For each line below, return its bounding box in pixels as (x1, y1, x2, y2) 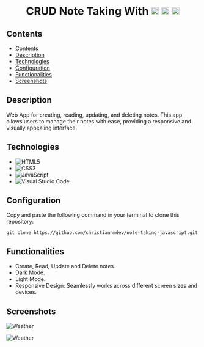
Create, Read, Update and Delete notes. (15, 263, 115, 270)
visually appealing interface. (6, 124, 78, 131)
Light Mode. (15, 276, 46, 283)
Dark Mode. (15, 269, 45, 276)
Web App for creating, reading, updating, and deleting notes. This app (6, 111, 183, 119)
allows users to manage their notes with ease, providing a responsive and (6, 117, 191, 125)
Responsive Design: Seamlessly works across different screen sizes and (15, 282, 197, 290)
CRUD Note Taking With (26, 4, 149, 18)
